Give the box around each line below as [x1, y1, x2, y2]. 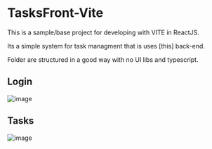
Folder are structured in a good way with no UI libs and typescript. [7, 55, 199, 64]
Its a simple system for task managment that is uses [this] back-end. [7, 41, 206, 50]
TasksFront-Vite [7, 5, 104, 21]
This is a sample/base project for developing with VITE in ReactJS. [7, 28, 200, 37]
